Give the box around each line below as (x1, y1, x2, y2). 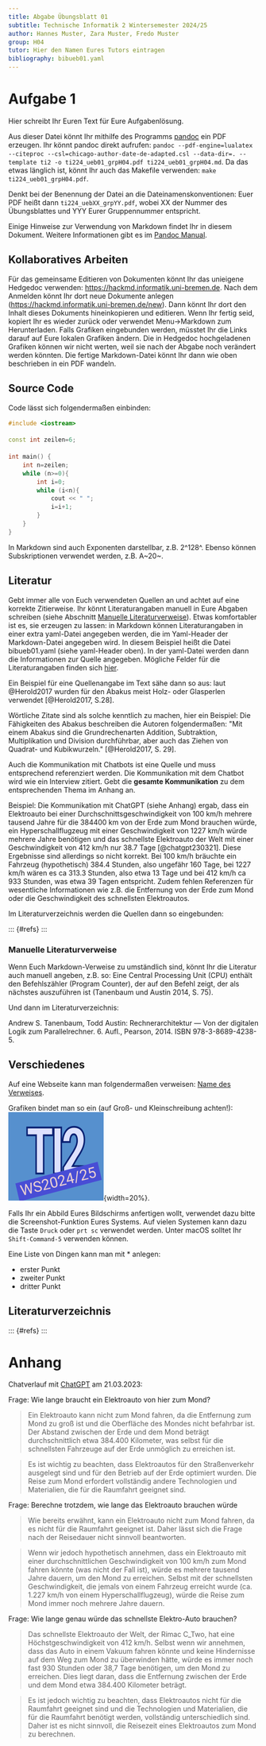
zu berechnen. (27, 1729, 75, 1739)
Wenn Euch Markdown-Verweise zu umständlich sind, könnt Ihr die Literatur (8, 962, 257, 972)
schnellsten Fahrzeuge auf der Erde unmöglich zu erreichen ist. (27, 1444, 236, 1454)
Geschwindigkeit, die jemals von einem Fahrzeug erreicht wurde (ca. (27, 1582, 253, 1592)
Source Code (8, 382, 74, 395)
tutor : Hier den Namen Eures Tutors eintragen (8, 46, 165, 55)
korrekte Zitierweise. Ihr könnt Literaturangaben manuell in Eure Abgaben (8, 603, 249, 613)
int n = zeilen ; (22, 461, 69, 469)
